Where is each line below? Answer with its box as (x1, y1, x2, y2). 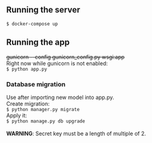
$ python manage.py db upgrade (6, 118, 85, 124)
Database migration (6, 80, 65, 88)
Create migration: (6, 100, 50, 107)
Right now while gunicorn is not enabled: (6, 60, 108, 67)
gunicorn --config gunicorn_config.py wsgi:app (6, 53, 125, 60)
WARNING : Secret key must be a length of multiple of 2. (6, 130, 147, 137)
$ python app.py (6, 66, 47, 72)
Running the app (6, 37, 70, 48)
